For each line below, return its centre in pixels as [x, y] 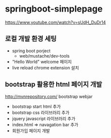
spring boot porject [31, 51]
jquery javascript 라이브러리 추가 [44, 118]
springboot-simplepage [54, 9]
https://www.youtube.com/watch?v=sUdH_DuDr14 [55, 22]
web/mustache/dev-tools [44, 56]
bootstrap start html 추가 [36, 106]
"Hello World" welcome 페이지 [42, 61]
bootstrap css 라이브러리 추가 [41, 112]
